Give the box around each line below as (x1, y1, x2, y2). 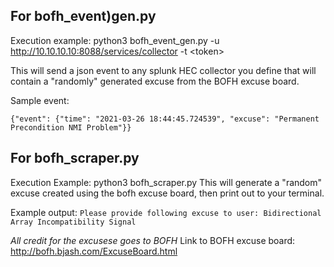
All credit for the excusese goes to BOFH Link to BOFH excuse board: (10, 234, 296, 246)
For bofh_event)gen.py (10, 8, 157, 25)
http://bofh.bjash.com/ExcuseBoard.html (10, 245, 178, 257)
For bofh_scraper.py (10, 150, 140, 167)
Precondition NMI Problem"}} (10, 122, 132, 133)
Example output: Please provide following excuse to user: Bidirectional (10, 206, 322, 218)
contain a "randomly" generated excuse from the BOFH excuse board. (10, 75, 300, 87)
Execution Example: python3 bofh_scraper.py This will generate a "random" (10, 176, 323, 188)
